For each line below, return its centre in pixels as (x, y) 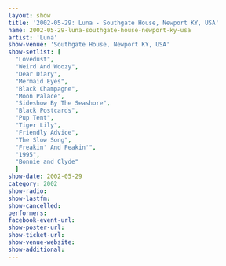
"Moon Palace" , (40, 96)
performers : (27, 213)
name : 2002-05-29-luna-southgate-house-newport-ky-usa (100, 30)
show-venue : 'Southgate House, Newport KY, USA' (89, 45)
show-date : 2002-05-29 (45, 177)
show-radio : (27, 191)
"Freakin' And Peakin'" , (56, 147)
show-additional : (36, 249)
